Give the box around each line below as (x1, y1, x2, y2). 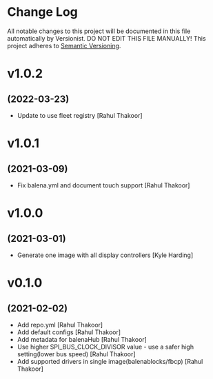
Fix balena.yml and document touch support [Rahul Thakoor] (17, 181, 190, 189)
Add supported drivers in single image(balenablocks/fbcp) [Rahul (17, 357, 203, 365)
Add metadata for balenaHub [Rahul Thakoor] (17, 335, 147, 343)
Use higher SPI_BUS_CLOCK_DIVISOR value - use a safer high (17, 342, 194, 351)
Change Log (7, 4, 78, 20)
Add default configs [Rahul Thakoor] (17, 328, 121, 336)
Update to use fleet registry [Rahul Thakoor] (17, 111, 143, 119)
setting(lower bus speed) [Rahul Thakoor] (17, 349, 136, 358)
